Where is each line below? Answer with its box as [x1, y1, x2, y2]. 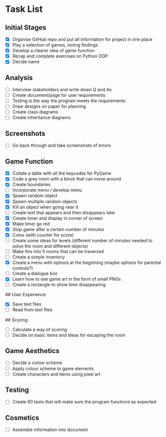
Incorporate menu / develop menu [12, 187, 82, 193]
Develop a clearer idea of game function [12, 48, 95, 54]
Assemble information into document [12, 427, 88, 433]
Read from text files [12, 307, 53, 313]
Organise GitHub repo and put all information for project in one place [12, 36, 153, 42]
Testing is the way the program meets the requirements [12, 98, 126, 104]
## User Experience [5, 292, 46, 298]
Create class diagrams [12, 109, 58, 115]
